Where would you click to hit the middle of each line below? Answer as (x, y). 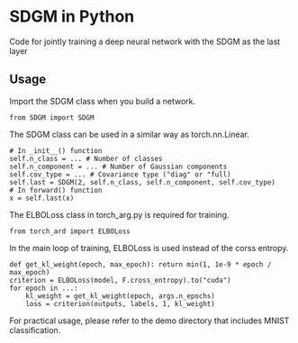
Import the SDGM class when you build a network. (103, 101)
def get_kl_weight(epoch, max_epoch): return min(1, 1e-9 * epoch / (140, 264)
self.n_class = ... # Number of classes (86, 158)
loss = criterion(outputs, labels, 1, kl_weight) (121, 303)
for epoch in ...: (44, 288)
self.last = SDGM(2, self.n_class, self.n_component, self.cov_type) (143, 182)
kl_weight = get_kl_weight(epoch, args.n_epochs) (121, 296)
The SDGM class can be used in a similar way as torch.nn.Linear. (130, 134)
